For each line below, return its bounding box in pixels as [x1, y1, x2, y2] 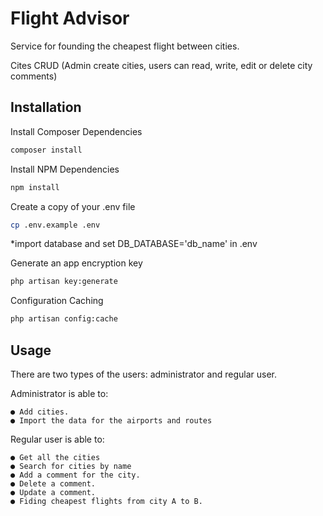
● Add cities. [10, 407, 70, 417]
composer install [10, 145, 83, 155]
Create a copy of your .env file [10, 200, 136, 212]
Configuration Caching [10, 295, 104, 307]
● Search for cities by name [10, 461, 132, 471]
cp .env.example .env [10, 220, 101, 230]
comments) [10, 70, 58, 82]
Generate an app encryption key [10, 257, 143, 269]
